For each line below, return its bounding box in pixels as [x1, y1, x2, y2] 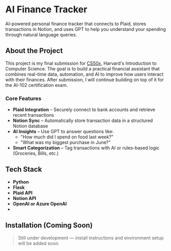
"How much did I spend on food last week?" [20, 134, 114, 140]
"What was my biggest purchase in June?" [20, 139, 111, 146]
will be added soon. [17, 240, 60, 246]
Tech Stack [5, 165, 42, 174]
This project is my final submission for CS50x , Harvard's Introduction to [5, 60, 157, 66]
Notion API [12, 195, 37, 201]
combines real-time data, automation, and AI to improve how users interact [5, 71, 164, 77]
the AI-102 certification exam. [5, 82, 68, 88]
